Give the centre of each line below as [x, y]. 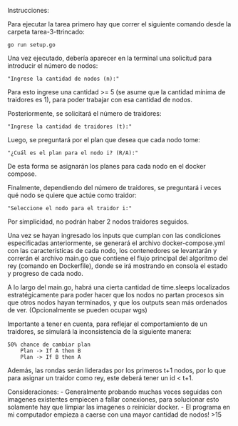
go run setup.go [31, 45]
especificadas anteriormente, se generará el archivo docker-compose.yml [116, 243]
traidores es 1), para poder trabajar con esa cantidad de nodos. [100, 100]
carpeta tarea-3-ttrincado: [46, 32]
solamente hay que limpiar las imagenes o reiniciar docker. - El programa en [119, 407]
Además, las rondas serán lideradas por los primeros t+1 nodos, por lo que [117, 370]
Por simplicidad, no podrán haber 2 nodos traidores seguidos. [98, 222]
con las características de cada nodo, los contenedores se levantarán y [112, 251]
